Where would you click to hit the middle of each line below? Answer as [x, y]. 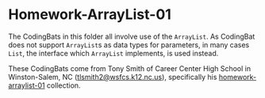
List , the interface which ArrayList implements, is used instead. [113, 53]
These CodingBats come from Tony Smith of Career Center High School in [130, 68]
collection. [63, 85]
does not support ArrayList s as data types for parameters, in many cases [129, 44]
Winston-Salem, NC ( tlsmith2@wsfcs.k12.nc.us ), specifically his [113, 77]
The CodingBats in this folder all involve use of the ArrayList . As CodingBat [132, 36]
